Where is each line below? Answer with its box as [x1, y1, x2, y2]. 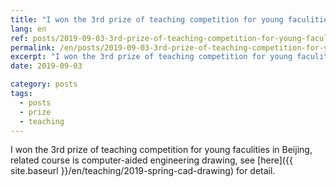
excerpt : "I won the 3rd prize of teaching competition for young [10, 52, 293, 62]
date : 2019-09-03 [10, 61, 83, 71]
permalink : [10, 42, 56, 53]
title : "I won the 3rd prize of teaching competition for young [10, 14, 284, 25]
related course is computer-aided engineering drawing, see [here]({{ [10, 154, 293, 166]
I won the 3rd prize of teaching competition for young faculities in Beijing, [10, 144, 313, 156]
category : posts [10, 79, 78, 90]
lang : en [10, 24, 47, 34]
